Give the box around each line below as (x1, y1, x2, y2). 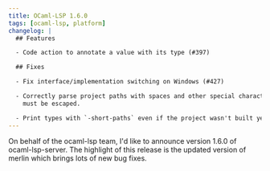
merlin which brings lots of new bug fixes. (8, 153, 147, 163)
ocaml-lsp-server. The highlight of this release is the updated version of (8, 145, 247, 154)
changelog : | (8, 26, 52, 35)
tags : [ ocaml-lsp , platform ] (8, 19, 106, 27)
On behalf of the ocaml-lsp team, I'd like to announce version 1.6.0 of (8, 136, 237, 145)
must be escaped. (22, 100, 81, 108)
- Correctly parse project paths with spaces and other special (15, 92, 235, 100)
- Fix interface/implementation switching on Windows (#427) (15, 78, 225, 86)
